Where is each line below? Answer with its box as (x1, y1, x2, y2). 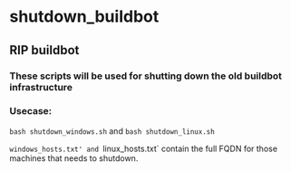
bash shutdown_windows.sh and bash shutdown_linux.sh (9, 125, 215, 137)
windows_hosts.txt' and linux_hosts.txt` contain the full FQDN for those (9, 143, 278, 154)
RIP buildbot (9, 43, 80, 58)
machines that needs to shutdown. (9, 152, 139, 164)
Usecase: (9, 105, 53, 118)
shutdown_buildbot (9, 6, 160, 27)
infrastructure (9, 81, 73, 93)
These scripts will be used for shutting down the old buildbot (9, 70, 283, 82)
